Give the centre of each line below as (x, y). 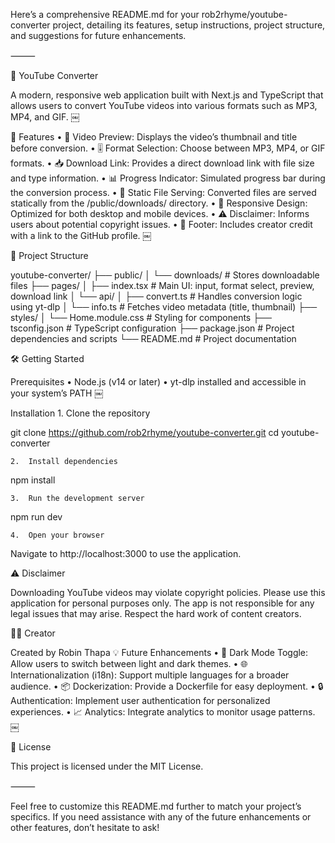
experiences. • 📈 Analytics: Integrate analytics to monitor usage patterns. (163, 712)
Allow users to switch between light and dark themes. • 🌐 (129, 663)
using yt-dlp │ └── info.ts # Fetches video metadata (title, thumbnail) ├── (164, 307)
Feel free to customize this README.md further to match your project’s (156, 806)
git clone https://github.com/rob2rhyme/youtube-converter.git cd (145, 432)
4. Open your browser (57, 535)
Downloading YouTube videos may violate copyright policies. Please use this (168, 592)
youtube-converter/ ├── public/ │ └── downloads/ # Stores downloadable (165, 275)
